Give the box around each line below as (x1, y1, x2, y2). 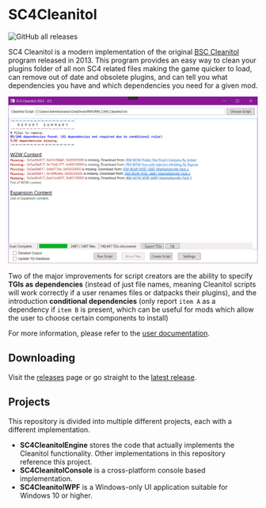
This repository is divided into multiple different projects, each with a (8, 416, 232, 426)
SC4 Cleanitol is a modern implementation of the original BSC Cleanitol (8, 47, 240, 56)
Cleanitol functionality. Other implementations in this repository (19, 449, 226, 458)
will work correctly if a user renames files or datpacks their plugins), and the (8, 288, 257, 298)
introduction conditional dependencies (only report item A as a (8, 297, 216, 306)
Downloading (8, 351, 75, 365)
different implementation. (8, 425, 91, 434)
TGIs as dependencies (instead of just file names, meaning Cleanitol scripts (8, 279, 256, 290)
